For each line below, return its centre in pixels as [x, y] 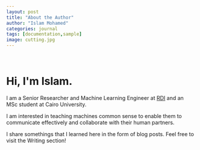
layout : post [23, 12]
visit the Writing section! [36, 140]
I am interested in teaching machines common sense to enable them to [94, 116]
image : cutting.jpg [31, 40]
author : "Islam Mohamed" [37, 23]
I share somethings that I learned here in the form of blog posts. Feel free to [100, 134]
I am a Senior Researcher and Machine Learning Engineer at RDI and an [95, 98]
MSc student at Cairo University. [46, 104]
